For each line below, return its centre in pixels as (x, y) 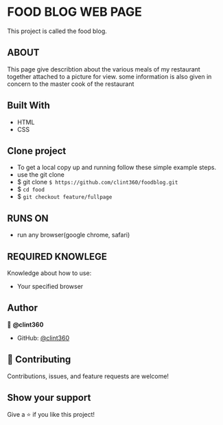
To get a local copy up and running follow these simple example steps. (117, 167)
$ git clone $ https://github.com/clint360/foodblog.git (97, 182)
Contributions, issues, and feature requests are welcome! (88, 376)
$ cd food (31, 189)
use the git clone (41, 175)
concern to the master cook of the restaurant (71, 84)
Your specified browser (50, 286)
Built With (28, 106)
